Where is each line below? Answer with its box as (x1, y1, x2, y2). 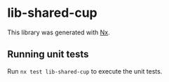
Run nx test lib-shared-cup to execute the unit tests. (7, 67, 163, 75)
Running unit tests (7, 48, 89, 60)
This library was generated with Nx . (7, 28, 110, 36)
